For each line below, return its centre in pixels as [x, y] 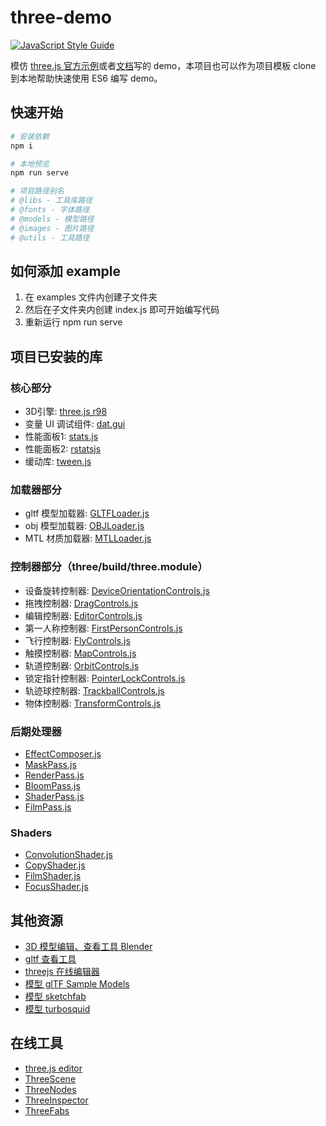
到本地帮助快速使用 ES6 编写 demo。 [86, 78]
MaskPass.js [50, 764]
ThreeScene [50, 1078]
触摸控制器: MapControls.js [80, 653]
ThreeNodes [50, 1089]
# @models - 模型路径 [52, 219]
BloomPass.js [52, 785]
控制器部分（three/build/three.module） [109, 567]
